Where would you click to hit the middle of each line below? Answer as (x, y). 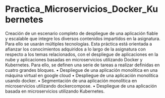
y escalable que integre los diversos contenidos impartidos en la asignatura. (83, 39)
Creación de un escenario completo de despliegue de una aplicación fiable (82, 33)
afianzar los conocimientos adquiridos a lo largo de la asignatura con (76, 49)
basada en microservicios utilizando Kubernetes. (55, 91)
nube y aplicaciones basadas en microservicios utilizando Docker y (74, 59)
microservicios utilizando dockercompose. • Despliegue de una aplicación (81, 86)
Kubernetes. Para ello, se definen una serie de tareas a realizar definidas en (82, 65)
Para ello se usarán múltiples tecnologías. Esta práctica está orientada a (79, 44)
